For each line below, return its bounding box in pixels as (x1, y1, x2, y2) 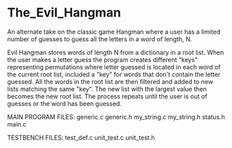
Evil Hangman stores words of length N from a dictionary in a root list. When (7, 48, 224, 56)
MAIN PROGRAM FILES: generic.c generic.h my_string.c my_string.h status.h (7, 112, 225, 121)
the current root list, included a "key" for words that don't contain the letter (7, 70, 221, 78)
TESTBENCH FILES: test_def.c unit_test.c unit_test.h (7, 133, 155, 142)
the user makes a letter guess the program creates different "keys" (7, 55, 198, 63)
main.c (7, 120, 26, 128)
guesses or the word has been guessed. (7, 99, 123, 107)
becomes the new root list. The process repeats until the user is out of (7, 92, 208, 101)
